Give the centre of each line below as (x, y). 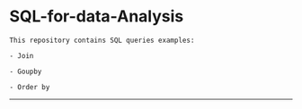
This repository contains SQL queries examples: (102, 40)
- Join (22, 55)
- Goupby (26, 71)
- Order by (30, 87)
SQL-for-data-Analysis (97, 17)
